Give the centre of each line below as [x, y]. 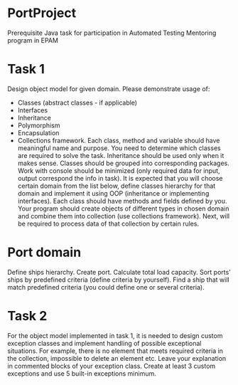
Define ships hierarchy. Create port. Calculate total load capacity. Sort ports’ [119, 272]
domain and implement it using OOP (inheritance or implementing [113, 193]
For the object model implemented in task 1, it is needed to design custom [115, 335]
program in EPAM [33, 40]
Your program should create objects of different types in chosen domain [123, 209]
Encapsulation [38, 132]
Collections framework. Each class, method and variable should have [119, 140]
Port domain [44, 252]
